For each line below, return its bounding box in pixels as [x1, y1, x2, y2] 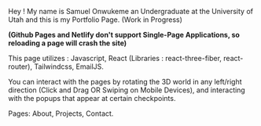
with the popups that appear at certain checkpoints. [8, 94, 176, 103]
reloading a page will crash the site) [8, 38, 127, 48]
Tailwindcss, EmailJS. [34, 62, 105, 71]
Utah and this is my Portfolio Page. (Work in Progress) [8, 15, 183, 24]
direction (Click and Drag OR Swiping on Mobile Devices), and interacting [8, 85, 245, 95]
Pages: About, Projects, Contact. [8, 109, 114, 118]
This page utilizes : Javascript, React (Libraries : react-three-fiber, [8, 54, 222, 63]
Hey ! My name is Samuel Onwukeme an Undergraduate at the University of [8, 7, 254, 16]
